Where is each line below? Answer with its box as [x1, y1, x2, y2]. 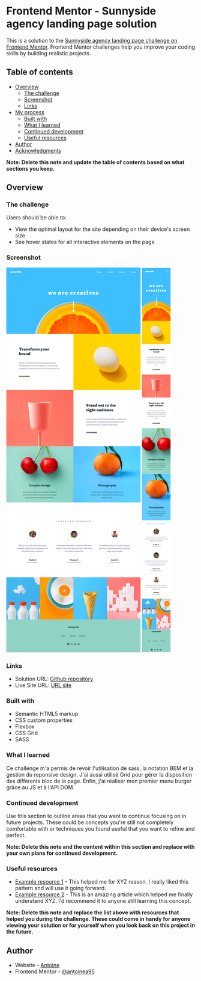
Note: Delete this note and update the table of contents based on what [6, 158, 185, 166]
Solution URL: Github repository [14, 675, 94, 683]
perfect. [6, 831, 26, 839]
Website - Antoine [14, 962, 60, 969]
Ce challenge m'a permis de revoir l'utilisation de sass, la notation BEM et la [6, 765, 194, 772]
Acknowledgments [14, 147, 62, 154]
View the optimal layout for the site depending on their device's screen [14, 225, 190, 233]
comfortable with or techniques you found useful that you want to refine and [6, 825, 195, 832]
